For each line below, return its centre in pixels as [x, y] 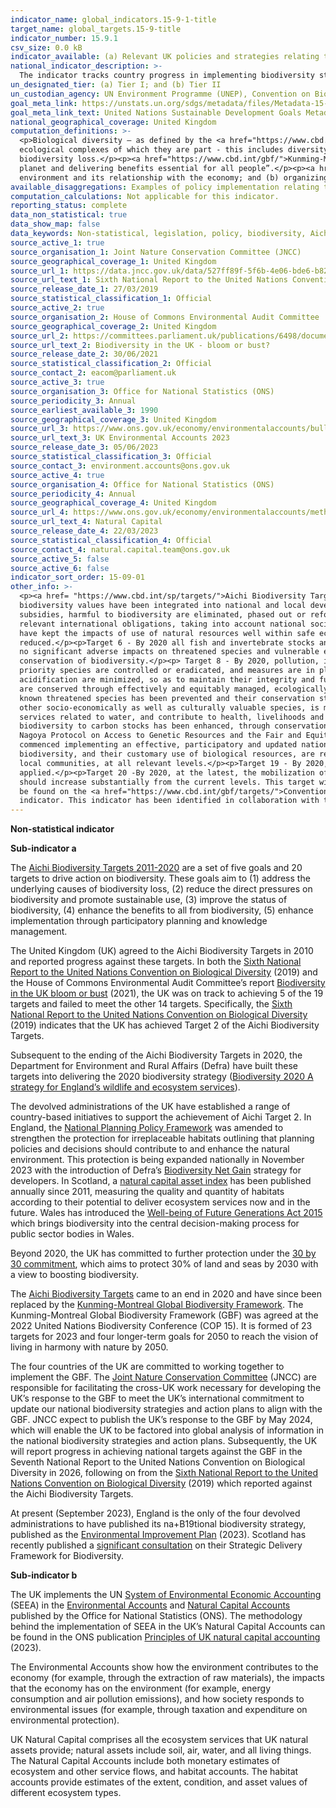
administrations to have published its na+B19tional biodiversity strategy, [158, 1524]
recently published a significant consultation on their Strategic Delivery [156, 1545]
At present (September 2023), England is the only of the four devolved [155, 1513]
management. [39, 932]
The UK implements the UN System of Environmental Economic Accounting [166, 1595]
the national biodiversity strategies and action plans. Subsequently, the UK [164, 1441]
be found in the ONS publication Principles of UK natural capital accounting [165, 1637]
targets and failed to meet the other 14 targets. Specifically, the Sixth [151, 1004]
